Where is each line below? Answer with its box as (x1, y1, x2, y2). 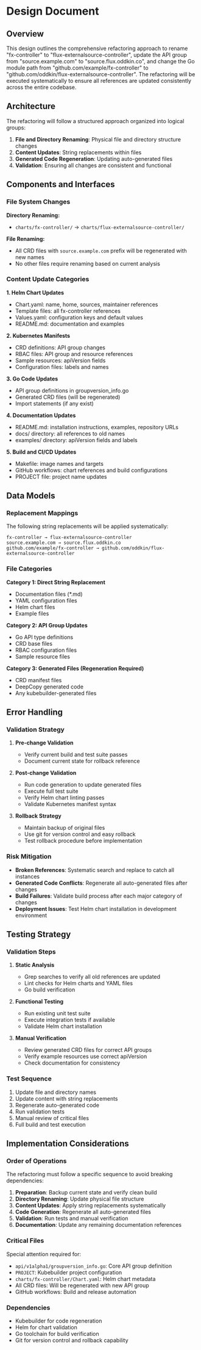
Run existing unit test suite (24, 1010, 91, 1017)
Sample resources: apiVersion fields (15, 357, 106, 364)
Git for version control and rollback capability (15, 1337, 129, 1344)
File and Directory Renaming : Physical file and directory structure (15, 135, 182, 143)
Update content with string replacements (15, 1095, 118, 1102)
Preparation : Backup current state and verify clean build (15, 1189, 157, 1196)
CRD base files (15, 640, 53, 647)
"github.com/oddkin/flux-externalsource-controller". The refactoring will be (6, 71, 196, 77)
